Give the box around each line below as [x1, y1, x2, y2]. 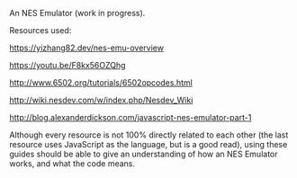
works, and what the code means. [9, 158, 136, 169]
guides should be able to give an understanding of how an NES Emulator [9, 148, 278, 159]
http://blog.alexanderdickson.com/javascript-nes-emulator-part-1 [9, 112, 252, 122]
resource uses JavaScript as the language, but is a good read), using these [9, 139, 288, 149]
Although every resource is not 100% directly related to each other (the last [9, 129, 289, 140]
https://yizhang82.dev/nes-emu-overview [9, 42, 165, 53]
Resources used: [9, 25, 72, 35]
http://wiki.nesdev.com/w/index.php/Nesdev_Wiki [9, 94, 193, 105]
